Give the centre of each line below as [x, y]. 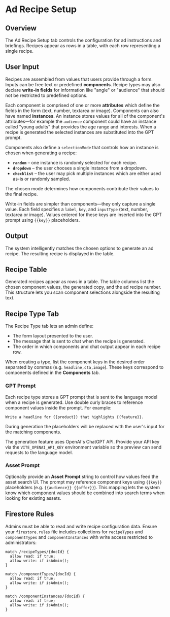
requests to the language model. [39, 452]
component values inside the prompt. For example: [58, 407]
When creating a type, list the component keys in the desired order [75, 362]
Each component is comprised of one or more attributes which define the [82, 105]
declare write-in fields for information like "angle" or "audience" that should [85, 90]
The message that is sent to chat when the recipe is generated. [79, 341]
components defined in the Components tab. [53, 373]
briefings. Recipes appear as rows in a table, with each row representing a [83, 46]
